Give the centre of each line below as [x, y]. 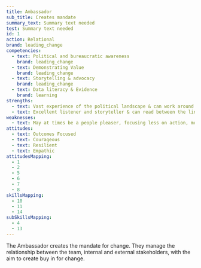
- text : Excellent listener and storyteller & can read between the [99, 112]
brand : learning [37, 95]
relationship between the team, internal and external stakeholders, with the [98, 252]
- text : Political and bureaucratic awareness [71, 56]
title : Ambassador [29, 12]
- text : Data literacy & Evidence [54, 90]
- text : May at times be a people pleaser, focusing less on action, [100, 123]
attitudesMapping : [29, 156]
